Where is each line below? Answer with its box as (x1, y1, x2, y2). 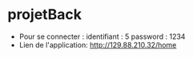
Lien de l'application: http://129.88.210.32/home (18, 40, 177, 49)
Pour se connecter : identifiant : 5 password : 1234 (18, 32, 186, 41)
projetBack (7, 6, 82, 24)
